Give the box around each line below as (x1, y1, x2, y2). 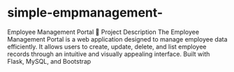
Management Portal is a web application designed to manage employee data (7, 35, 228, 43)
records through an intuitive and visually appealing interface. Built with (7, 50, 210, 58)
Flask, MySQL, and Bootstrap (7, 57, 92, 65)
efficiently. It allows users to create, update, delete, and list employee (7, 42, 207, 51)
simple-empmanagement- (7, 5, 163, 21)
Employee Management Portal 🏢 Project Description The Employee (7, 28, 200, 36)
